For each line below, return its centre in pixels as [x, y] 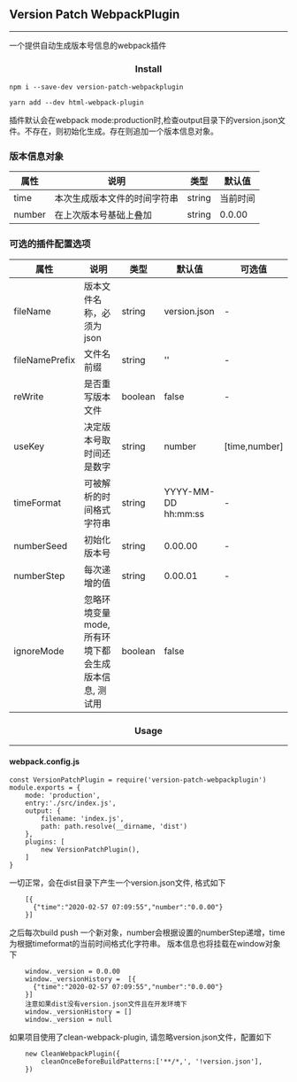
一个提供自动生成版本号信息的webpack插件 [88, 45]
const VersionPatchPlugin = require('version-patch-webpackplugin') [138, 780]
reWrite [29, 396]
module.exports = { [45, 788]
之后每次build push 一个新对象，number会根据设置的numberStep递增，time [147, 932]
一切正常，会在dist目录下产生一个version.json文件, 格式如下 [118, 883]
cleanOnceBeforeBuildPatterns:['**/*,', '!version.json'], [152, 1062]
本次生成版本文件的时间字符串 [117, 198]
